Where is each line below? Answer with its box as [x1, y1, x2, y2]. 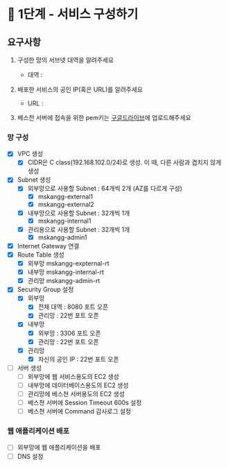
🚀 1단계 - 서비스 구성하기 [7, 6, 139, 22]
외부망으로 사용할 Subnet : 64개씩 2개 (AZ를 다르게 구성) [27, 185, 182, 193]
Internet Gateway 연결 [17, 241, 80, 250]
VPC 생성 [17, 150, 44, 158]
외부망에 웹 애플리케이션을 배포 [17, 443, 101, 452]
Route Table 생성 [17, 251, 64, 259]
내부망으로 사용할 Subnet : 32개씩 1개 [27, 209, 130, 217]
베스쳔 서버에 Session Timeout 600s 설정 [27, 398, 142, 407]
